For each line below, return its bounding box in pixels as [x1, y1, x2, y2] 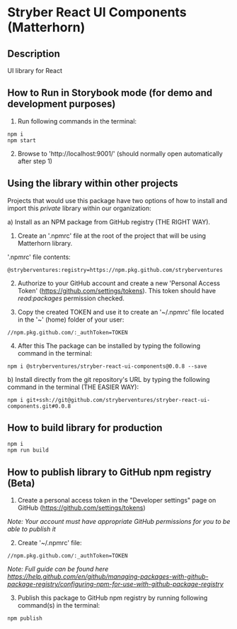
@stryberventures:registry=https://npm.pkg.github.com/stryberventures [7, 266, 223, 273]
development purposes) [7, 98, 116, 110]
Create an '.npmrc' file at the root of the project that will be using [17, 231, 207, 240]
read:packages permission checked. [17, 294, 125, 302]
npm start [7, 136, 37, 144]
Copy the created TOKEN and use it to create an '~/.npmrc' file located [17, 307, 224, 316]
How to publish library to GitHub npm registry [7, 466, 212, 478]
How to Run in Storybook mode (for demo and [7, 87, 213, 99]
